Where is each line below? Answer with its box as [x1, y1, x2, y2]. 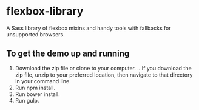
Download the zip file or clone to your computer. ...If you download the [15, 64, 192, 72]
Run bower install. [15, 90, 60, 98]
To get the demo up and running [6, 49, 130, 59]
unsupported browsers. [6, 30, 65, 38]
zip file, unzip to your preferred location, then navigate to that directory [15, 71, 193, 78]
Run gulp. [15, 97, 39, 104]
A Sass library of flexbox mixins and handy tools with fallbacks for [6, 24, 171, 32]
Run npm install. [15, 84, 56, 91]
